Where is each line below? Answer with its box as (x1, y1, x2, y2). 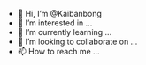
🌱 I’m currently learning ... (17, 27, 112, 37)
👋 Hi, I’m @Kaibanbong (17, 9, 102, 18)
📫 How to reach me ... (17, 47, 100, 56)
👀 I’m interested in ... (17, 18, 93, 28)
